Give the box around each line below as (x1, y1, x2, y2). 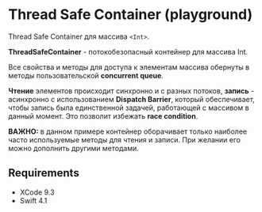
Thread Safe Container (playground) (8, 6, 253, 24)
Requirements (8, 166, 79, 180)
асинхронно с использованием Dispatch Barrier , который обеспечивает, (8, 94, 256, 104)
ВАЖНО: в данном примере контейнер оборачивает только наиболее (8, 127, 248, 136)
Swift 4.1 (19, 195, 48, 205)
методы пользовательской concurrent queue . (8, 70, 164, 80)
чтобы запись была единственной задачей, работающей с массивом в (8, 103, 249, 112)
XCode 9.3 (19, 187, 55, 197)
